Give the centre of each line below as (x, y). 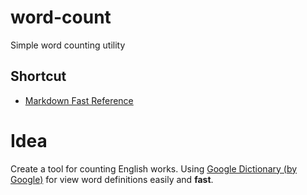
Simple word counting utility (68, 45)
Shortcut (38, 76)
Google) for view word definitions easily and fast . (112, 179)
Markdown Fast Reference (79, 100)
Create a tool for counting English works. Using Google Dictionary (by (154, 168)
